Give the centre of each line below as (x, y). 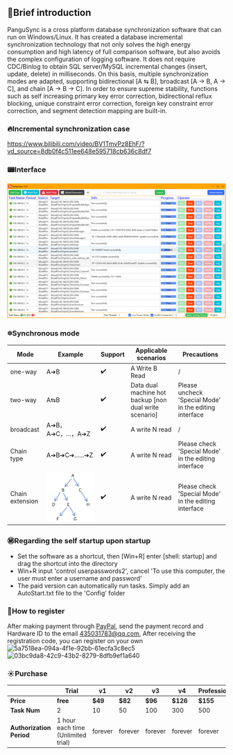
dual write (145, 407)
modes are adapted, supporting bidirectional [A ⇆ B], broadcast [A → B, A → (116, 81)
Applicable (151, 351)
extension (24, 501)
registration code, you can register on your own (75, 641)
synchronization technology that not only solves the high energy (99, 44)
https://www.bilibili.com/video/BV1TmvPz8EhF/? (76, 144)
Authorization (31, 727)
